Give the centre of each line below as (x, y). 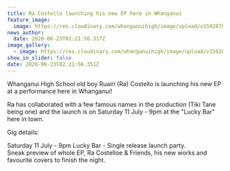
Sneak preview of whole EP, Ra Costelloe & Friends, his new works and (107, 153)
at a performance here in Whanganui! (60, 91)
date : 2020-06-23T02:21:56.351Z (53, 64)
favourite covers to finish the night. (56, 160)
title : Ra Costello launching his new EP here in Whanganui (95, 13)
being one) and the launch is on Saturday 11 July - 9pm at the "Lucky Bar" (111, 111)
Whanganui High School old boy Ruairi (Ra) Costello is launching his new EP (114, 83)
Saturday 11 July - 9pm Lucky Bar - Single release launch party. (97, 145)
